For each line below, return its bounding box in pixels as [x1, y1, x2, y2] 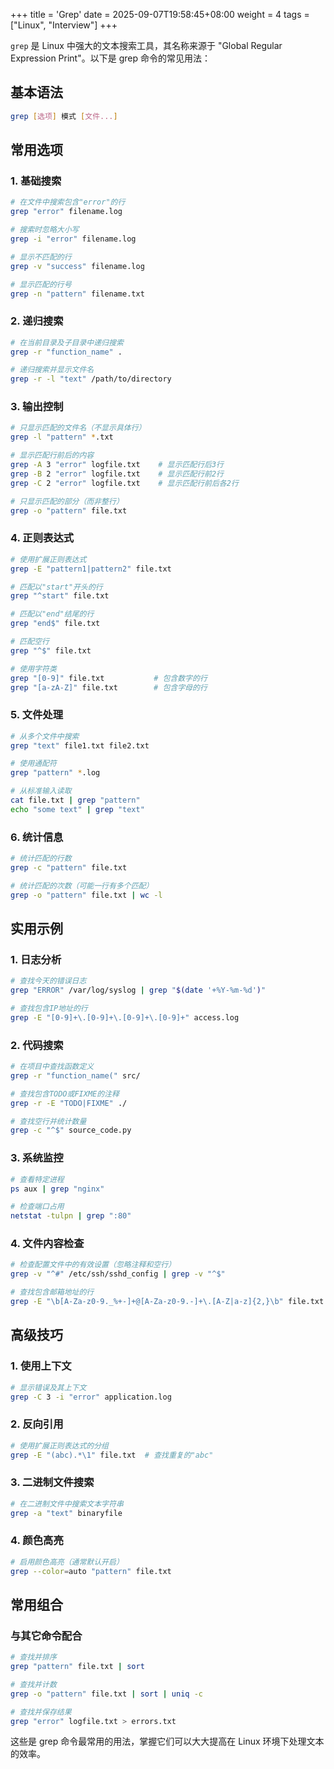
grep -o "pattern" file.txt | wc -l [10, 890, 163, 900]
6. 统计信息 [10, 830, 64, 844]
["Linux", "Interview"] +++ [10, 19, 118, 31]
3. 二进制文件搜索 [10, 1475, 95, 1489]
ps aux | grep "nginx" [10, 1184, 105, 1194]
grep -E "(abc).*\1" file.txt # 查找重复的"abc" [10, 1450, 214, 1460]
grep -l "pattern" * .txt [10, 432, 114, 443]
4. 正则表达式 [10, 531, 75, 545]
